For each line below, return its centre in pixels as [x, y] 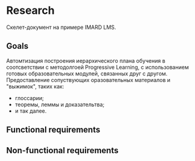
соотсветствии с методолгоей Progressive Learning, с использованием [97, 67]
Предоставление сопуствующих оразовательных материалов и [88, 80]
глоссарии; [29, 98]
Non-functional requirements [62, 150]
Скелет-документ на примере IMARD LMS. [61, 27]
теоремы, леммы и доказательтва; [60, 104]
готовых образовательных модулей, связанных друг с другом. [87, 74]
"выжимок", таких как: [35, 86]
